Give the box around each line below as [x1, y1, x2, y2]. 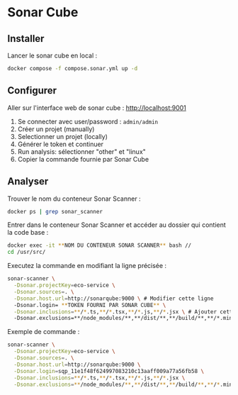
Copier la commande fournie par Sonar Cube [17, 155, 149, 163]
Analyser [7, 175, 49, 188]
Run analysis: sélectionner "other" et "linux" [17, 147, 147, 156]
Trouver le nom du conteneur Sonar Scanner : [7, 194, 141, 203]
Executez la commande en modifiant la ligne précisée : [7, 262, 167, 270]
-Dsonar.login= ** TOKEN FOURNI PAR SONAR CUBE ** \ [13, 301, 166, 308]
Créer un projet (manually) [17, 125, 95, 133]
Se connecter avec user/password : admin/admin [17, 117, 159, 126]
